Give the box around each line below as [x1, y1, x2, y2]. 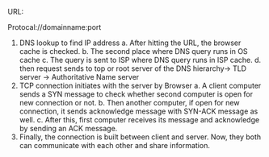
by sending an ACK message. [19, 124, 118, 133]
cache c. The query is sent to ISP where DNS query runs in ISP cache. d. [19, 56, 262, 64]
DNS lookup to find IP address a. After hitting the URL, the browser [19, 38, 242, 48]
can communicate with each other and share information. [19, 141, 211, 150]
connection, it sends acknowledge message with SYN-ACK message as [19, 106, 258, 116]
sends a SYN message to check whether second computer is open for [19, 89, 254, 99]
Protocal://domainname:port [7, 23, 102, 31]
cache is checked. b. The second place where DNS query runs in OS [19, 47, 248, 56]
